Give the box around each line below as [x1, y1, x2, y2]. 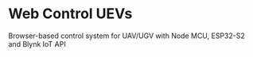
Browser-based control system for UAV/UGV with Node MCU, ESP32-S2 [8, 31, 245, 40]
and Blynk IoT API [8, 39, 66, 48]
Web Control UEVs [8, 5, 133, 23]
